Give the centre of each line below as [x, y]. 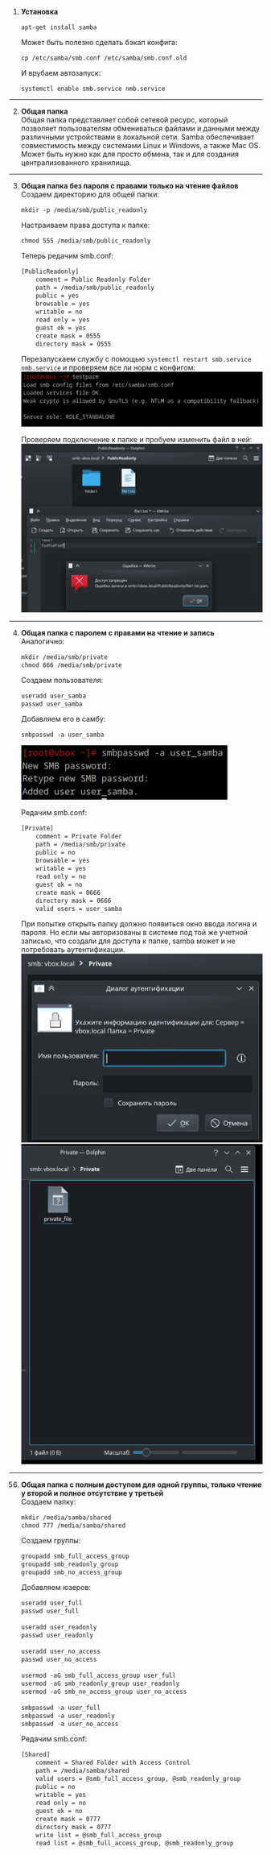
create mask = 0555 [68, 336]
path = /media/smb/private [81, 844]
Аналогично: [43, 641]
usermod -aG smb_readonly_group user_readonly [100, 1684]
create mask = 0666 [68, 892]
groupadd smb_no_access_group [72, 1573]
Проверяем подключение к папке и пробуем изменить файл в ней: [136, 439]
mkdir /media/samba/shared [66, 1518]
